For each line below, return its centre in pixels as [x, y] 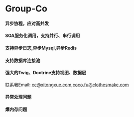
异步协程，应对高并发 [27, 23]
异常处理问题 [18, 97]
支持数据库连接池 [23, 60]
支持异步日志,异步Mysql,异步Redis [41, 48]
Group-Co [26, 9]
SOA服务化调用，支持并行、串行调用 [43, 36]
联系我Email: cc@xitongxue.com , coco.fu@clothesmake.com [67, 85]
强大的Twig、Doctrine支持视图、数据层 [46, 73]
